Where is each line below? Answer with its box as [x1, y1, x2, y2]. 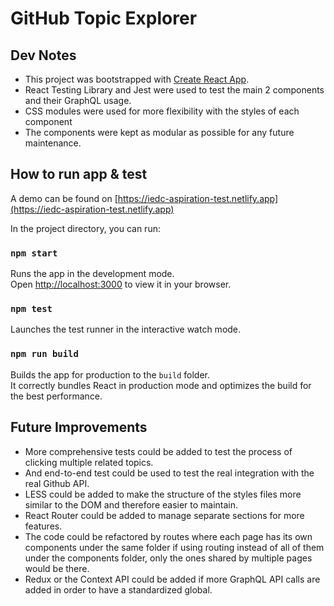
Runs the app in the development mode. [10, 268, 175, 280]
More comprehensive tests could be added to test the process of [24, 445, 293, 457]
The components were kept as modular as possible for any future [24, 127, 295, 138]
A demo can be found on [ [10, 192, 118, 204]
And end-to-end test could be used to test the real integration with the [24, 467, 315, 479]
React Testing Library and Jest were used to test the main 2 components [24, 84, 325, 96]
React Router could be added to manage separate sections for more [24, 509, 305, 521]
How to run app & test [10, 166, 148, 183]
